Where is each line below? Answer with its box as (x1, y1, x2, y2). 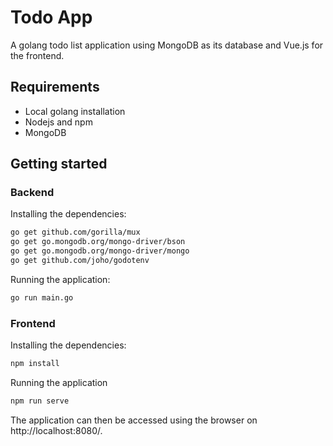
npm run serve (10, 396, 70, 406)
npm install (10, 359, 60, 369)
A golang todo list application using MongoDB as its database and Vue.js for (10, 39, 324, 51)
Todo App (10, 6, 93, 29)
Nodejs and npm (24, 116, 93, 128)
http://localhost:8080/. (10, 424, 103, 436)
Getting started (10, 156, 108, 173)
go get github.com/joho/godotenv (10, 256, 150, 266)
